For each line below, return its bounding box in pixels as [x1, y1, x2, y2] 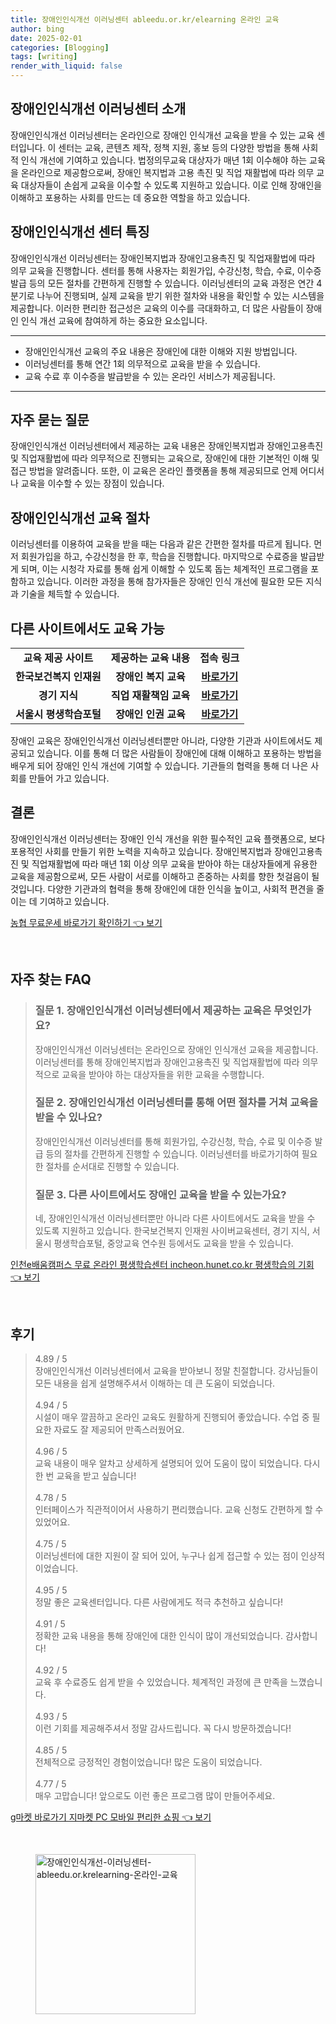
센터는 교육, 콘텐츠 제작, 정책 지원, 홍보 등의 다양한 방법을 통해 [58, 141, 300, 153]
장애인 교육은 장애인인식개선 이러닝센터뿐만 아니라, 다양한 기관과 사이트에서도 [10, 735, 313, 747]
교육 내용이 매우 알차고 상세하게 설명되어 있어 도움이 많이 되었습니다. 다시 [34, 1457, 321, 1469]
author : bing [10, 24, 65, 34]
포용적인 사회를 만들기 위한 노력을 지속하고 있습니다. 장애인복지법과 [10, 845, 272, 857]
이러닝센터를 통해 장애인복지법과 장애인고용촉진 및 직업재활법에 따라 [34, 1056, 300, 1068]
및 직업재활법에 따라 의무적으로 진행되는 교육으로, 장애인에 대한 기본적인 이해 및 [10, 452, 320, 465]
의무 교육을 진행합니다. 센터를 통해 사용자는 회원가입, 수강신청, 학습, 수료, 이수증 [10, 264, 322, 276]
